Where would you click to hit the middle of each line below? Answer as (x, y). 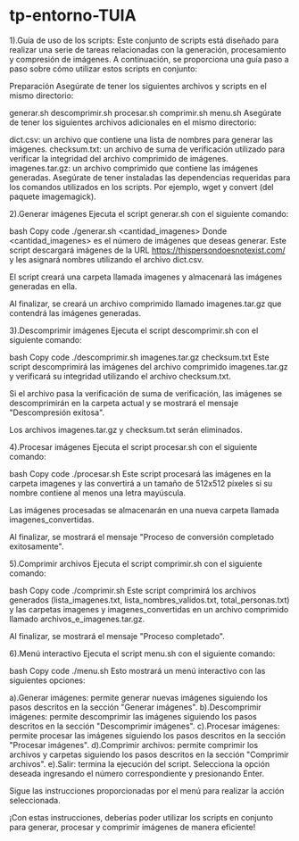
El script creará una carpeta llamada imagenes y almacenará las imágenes (146, 277)
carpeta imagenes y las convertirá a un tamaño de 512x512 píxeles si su (141, 483)
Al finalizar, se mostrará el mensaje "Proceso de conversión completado (142, 537)
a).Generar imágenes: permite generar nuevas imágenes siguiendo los (138, 697)
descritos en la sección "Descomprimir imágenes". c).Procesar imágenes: (145, 726)
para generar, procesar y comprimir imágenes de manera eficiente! (133, 827)
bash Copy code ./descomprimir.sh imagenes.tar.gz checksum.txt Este (139, 357)
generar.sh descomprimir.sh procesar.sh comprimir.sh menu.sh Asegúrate (145, 112)
